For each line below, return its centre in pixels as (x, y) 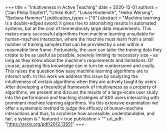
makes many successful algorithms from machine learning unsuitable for (80, 34)
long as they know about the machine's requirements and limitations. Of (79, 60)
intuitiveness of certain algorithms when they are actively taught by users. (81, 81)
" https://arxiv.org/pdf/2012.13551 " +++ (45, 124)
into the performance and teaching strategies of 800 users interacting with (82, 97)
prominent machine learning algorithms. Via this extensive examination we (82, 103)
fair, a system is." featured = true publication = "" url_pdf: (64, 119)
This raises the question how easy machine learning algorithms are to (77, 71)
